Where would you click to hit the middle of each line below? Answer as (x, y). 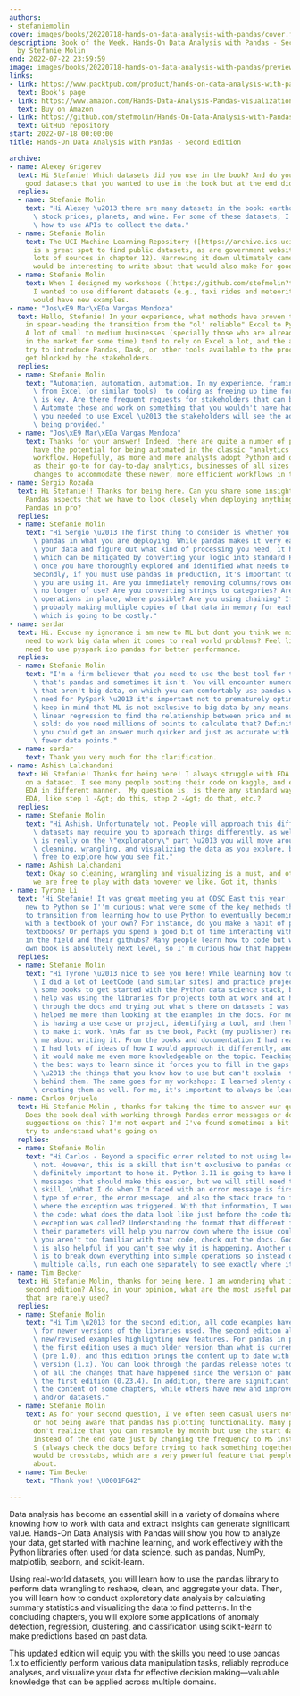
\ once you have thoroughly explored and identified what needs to (161, 566)
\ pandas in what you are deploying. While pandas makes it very (157, 541)
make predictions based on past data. (79, 1636)
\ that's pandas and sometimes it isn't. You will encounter (149, 683)
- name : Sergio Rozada (51, 483)
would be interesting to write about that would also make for (153, 267)
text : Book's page (52, 92)
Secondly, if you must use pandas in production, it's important (157, 574)
